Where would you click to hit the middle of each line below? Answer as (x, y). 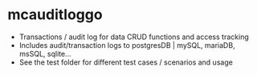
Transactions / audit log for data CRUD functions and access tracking (134, 37)
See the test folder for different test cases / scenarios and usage (126, 62)
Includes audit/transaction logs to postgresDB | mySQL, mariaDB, (127, 45)
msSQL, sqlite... (45, 53)
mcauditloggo (55, 15)
